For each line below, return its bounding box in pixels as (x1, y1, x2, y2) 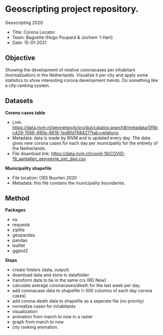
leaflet (12, 243, 25, 249)
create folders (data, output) (12, 267, 70, 273)
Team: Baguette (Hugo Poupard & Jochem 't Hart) (12, 34, 113, 40)
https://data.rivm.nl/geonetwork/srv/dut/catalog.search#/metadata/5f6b (12, 124, 158, 130)
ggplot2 (12, 248, 28, 254)
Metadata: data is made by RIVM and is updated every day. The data (12, 135, 151, 141)
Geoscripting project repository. (5, 3, 139, 15)
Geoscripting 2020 (5, 20, 43, 26)
